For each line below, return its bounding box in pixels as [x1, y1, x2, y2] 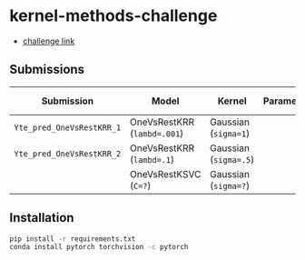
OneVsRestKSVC [130, 167, 202, 180]
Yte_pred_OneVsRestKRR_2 [14, 148, 122, 159]
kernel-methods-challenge [9, 5, 218, 26]
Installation [9, 210, 74, 225]
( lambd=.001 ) [130, 126, 184, 139]
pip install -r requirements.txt [9, 234, 136, 244]
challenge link [22, 35, 75, 46]
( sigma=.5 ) [210, 153, 255, 165]
